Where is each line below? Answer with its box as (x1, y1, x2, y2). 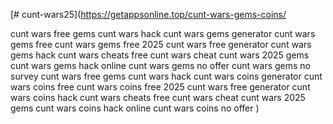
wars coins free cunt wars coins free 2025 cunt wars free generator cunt (10, 81, 311, 93)
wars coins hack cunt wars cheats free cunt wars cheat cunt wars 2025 (10, 92, 306, 103)
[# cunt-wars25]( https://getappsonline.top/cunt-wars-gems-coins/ (10, 9, 287, 20)
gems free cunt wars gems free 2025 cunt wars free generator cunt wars (10, 39, 312, 50)
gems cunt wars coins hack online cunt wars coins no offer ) (10, 102, 260, 114)
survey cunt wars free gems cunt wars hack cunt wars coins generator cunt (10, 70, 323, 82)
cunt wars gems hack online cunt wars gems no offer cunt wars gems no (10, 60, 311, 71)
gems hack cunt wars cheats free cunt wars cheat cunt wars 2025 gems (10, 49, 310, 61)
